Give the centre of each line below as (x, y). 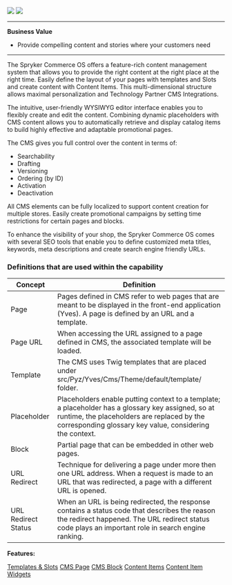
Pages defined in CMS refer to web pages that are (138, 296)
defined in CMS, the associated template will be (134, 343)
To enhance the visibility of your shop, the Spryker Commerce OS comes (111, 234)
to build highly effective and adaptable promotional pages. (90, 130)
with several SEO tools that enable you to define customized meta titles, (109, 242)
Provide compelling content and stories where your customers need (114, 45)
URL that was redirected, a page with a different (134, 482)
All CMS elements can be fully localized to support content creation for (108, 206)
